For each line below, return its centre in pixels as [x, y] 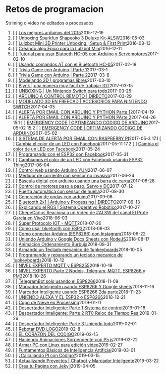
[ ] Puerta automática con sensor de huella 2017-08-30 [68, 191]
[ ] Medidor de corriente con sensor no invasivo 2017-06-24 [74, 175]
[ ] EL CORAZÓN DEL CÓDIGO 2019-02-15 [55, 334]
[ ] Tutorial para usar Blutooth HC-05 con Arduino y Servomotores [80, 54]
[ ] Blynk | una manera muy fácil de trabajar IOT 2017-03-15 [73, 85]
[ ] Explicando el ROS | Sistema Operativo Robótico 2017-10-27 [76, 207]
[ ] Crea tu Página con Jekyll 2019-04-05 [54, 366]
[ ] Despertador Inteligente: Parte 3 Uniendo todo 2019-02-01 [75, 323]
